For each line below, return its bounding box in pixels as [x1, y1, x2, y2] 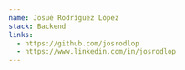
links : [8, 30, 34, 39]
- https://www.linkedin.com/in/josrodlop [16, 47, 177, 56]
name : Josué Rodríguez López [8, 13, 119, 23]
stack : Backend [8, 22, 67, 31]
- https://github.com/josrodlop [16, 38, 140, 48]
